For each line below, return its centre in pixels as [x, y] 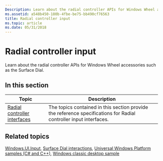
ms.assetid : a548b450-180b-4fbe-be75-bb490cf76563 [57, 14]
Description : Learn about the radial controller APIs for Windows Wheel [80, 9]
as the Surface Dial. [25, 70]
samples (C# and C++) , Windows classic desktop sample [62, 153]
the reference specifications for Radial [92, 113]
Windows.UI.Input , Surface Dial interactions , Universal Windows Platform [78, 148]
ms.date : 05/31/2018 [26, 28]
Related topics [27, 137]
